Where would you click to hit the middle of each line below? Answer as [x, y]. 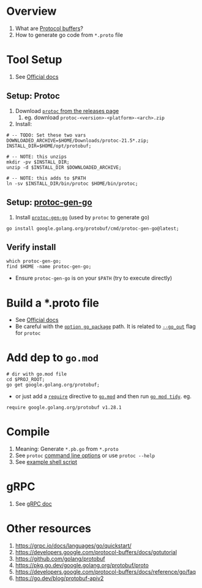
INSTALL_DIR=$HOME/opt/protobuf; [49, 146]
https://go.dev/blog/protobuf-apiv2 [59, 578]
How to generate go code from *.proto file [69, 34]
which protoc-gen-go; [34, 261]
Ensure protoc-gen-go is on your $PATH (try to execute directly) [94, 278]
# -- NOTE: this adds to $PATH [46, 178]
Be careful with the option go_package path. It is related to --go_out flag [105, 326]
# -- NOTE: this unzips [37, 157]
